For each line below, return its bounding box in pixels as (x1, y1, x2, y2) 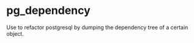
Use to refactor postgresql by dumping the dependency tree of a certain (6, 24, 188, 31)
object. (6, 30, 24, 37)
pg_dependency (6, 4, 91, 18)
